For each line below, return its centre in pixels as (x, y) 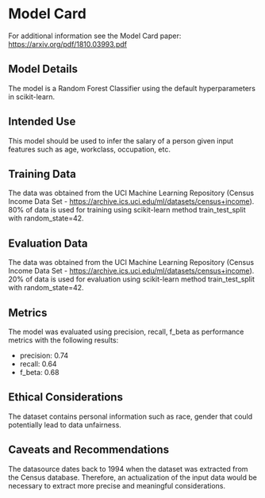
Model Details (43, 69)
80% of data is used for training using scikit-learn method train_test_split (127, 210)
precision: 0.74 (44, 355)
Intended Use (42, 122)
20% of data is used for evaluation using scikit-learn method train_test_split (132, 279)
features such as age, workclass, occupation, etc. (89, 149)
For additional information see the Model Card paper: (95, 36)
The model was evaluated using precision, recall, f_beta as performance (126, 331)
